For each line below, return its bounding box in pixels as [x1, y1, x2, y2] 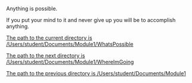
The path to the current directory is [6, 34, 92, 41]
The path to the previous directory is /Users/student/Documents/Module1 [6, 70, 186, 76]
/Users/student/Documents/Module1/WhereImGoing [6, 59, 134, 65]
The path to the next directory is [6, 52, 85, 59]
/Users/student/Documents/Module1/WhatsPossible [6, 41, 134, 47]
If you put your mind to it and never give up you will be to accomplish [6, 17, 176, 23]
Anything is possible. [6, 5, 58, 12]
